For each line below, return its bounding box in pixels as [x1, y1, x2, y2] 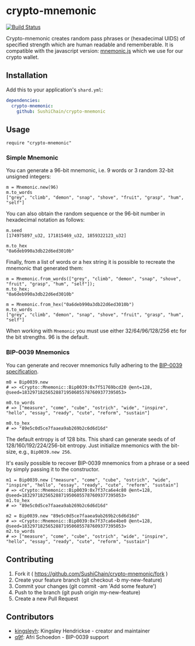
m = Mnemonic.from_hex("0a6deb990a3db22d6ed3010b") [6, 302, 134, 308]
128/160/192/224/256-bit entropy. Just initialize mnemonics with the [6, 441, 170, 449]
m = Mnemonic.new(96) [6, 185, 59, 191]
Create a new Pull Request [14, 595, 79, 602]
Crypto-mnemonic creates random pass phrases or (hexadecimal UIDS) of [6, 35, 186, 42]
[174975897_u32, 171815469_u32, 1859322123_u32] [6, 233, 127, 239]
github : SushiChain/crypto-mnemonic [16, 108, 106, 114]
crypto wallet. [6, 53, 39, 60]
